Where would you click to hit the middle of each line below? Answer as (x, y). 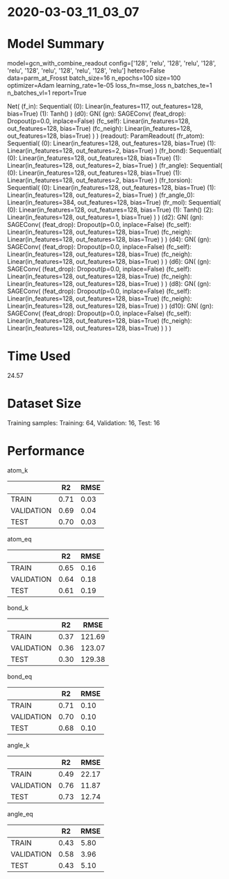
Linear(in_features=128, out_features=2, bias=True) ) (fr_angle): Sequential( (115, 166)
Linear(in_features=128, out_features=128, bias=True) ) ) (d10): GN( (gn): (110, 306)
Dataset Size (44, 404)
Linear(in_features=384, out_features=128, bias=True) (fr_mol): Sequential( (114, 203)
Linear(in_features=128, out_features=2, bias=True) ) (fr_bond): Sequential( (114, 151)
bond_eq (20, 676)
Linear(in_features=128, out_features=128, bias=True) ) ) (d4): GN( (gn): (109, 239)
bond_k (18, 608)
